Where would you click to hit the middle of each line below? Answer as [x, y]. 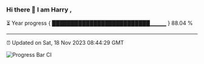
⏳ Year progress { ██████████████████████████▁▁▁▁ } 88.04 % [100, 23]
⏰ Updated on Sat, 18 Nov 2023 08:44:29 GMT [65, 43]
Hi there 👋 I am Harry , [39, 10]
